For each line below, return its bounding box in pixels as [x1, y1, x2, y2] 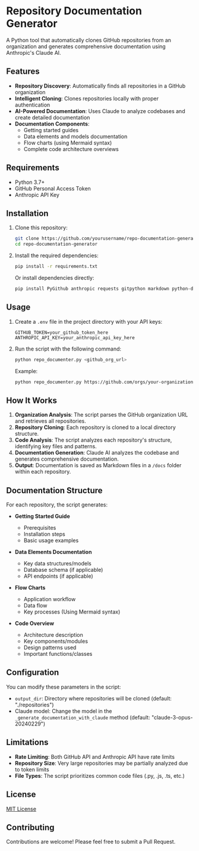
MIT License [6, 805, 37, 812]
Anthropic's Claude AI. [6, 49, 61, 56]
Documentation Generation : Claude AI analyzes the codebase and [14, 449, 179, 456]
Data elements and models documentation [23, 133, 128, 140]
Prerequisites [23, 524, 56, 531]
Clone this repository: [14, 224, 68, 231]
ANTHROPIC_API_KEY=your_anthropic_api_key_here [14, 334, 135, 340]
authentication [14, 101, 50, 108]
